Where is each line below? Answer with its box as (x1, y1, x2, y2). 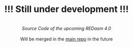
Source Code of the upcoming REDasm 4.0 (22, 25, 111, 31)
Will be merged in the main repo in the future (20, 36, 113, 42)
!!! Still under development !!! (4, 3, 129, 15)
